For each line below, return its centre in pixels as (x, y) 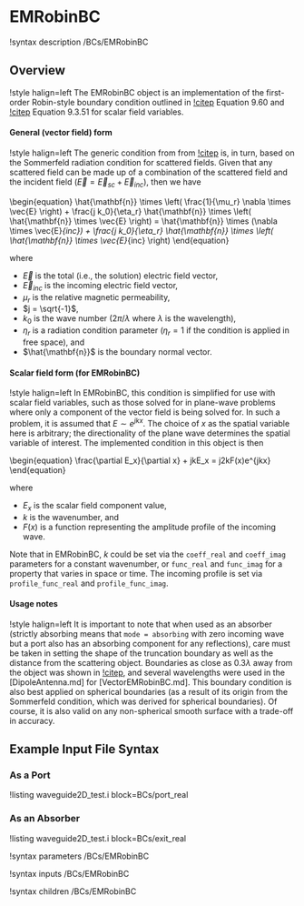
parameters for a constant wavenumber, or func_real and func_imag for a (146, 564)
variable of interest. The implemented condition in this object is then (137, 442)
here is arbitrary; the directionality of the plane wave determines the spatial (150, 433)
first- (275, 92)
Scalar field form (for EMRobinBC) (75, 372)
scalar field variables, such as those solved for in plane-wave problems (142, 403)
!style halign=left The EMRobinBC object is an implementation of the (137, 92)
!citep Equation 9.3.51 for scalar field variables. (97, 112)
